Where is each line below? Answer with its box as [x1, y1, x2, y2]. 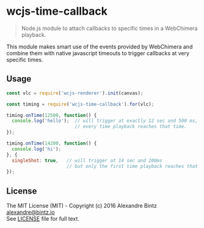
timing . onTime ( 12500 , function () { [6, 112, 97, 118]
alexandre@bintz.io [6, 208, 55, 216]
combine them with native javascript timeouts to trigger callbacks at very [6, 49, 190, 56]
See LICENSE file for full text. [6, 215, 79, 222]
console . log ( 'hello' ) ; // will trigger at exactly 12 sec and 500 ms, [12, 118, 199, 124]
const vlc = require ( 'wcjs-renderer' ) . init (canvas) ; [6, 90, 144, 96]
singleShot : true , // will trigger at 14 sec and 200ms [12, 158, 163, 164]
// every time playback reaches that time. [74, 124, 188, 130]
